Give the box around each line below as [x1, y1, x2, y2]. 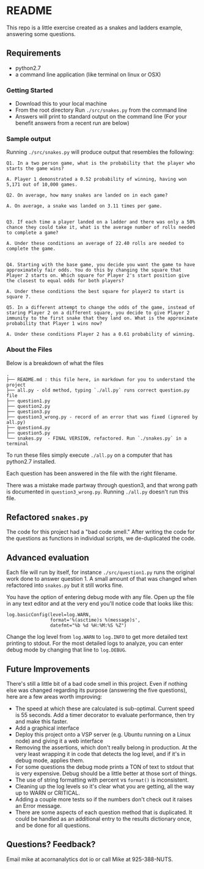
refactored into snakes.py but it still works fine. [6, 581, 123, 589]
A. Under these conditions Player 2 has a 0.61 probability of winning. [6, 331, 195, 338]
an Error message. [15, 802, 62, 810]
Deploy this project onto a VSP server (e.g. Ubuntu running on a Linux [15, 731, 191, 738]
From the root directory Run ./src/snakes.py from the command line [15, 106, 188, 114]
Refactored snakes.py [6, 512, 89, 523]
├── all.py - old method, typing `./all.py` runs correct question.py [6, 387, 190, 393]
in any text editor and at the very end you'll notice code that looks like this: [6, 600, 194, 608]
